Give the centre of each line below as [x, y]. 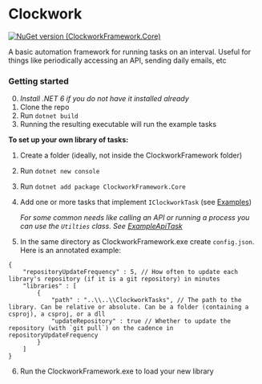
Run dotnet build [49, 116]
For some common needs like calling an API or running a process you [135, 218]
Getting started [39, 81]
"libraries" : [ [50, 286]
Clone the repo [44, 107]
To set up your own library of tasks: [69, 140]
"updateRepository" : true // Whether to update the [141, 321]
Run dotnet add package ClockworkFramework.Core [103, 186]
